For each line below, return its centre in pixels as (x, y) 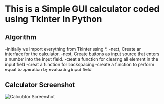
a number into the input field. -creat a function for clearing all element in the (82, 59)
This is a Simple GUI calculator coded (82, 9)
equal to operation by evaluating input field (48, 69)
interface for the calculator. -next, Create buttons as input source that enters (82, 54)
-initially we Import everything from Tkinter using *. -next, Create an (73, 49)
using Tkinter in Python (54, 19)
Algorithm (21, 37)
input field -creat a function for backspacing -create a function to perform (80, 64)
